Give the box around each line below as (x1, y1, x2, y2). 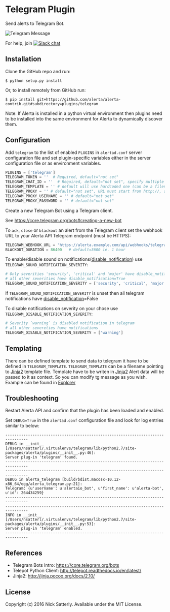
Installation (5, 55, 41, 64)
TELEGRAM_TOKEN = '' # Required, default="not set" (5, 174, 119, 180)
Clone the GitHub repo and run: (5, 68, 71, 74)
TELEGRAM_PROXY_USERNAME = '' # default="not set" (5, 193, 114, 199)
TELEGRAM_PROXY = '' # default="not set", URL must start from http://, (5, 189, 162, 194)
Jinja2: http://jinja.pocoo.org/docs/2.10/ (12, 573, 95, 579)
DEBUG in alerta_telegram (5, 477, 60, 482)
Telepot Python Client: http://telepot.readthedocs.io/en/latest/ (12, 568, 142, 574)
